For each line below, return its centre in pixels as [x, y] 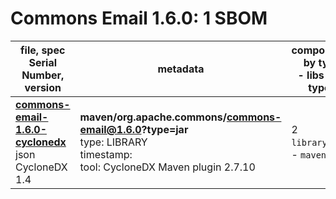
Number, [43, 75]
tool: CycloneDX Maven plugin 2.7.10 [167, 167]
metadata [181, 69]
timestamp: [106, 154]
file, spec [43, 50]
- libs [311, 75]
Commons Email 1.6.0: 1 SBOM [139, 18]
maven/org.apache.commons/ [153, 117]
